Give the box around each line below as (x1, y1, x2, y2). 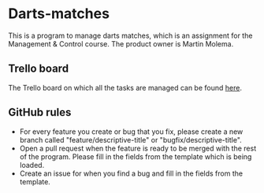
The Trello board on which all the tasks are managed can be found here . (8, 83, 243, 92)
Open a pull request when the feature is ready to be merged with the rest (19, 143, 257, 153)
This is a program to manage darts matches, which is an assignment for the (8, 31, 253, 40)
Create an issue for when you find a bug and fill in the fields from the (19, 169, 243, 178)
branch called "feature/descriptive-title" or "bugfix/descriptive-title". (19, 135, 242, 144)
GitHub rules (8, 106, 72, 119)
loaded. (19, 160, 45, 169)
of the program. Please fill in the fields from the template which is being (19, 151, 252, 161)
